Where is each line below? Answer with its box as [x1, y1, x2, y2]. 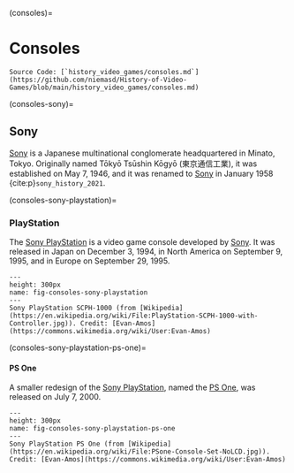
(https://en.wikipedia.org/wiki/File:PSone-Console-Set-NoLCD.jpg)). [9, 447, 271, 456]
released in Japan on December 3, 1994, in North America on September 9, [9, 247, 283, 257]
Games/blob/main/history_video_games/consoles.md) [9, 83, 200, 92]
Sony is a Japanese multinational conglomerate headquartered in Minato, [9, 148, 275, 158]
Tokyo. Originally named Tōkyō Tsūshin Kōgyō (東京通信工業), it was [9, 158, 258, 169]
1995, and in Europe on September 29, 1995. [9, 256, 170, 266]
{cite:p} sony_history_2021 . [9, 177, 106, 188]
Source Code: [9, 67, 57, 76]
